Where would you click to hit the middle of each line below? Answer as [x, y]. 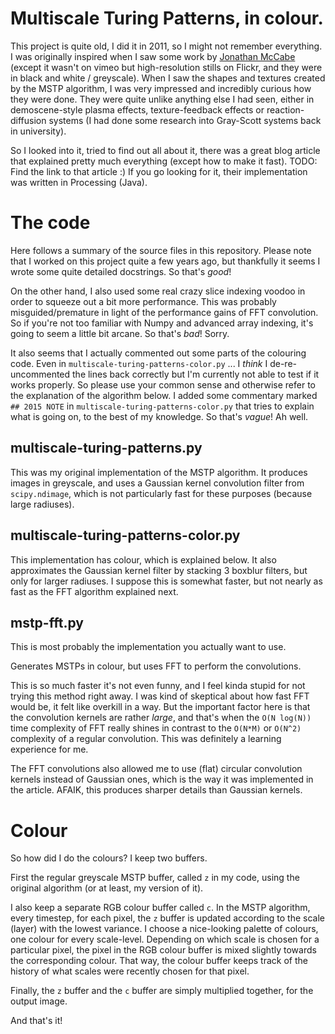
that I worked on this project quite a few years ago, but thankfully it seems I [165, 261]
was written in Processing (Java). [79, 182]
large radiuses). [42, 504]
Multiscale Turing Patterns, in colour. [167, 18]
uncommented [40, 374]
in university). [38, 131]
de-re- [283, 363]
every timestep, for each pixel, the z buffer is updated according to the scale [167, 918]
